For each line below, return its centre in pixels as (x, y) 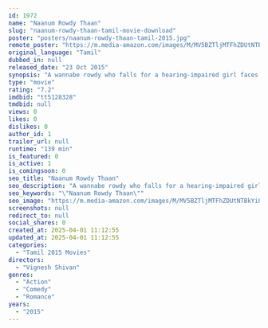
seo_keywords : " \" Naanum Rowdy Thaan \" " (77, 193)
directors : (26, 260)
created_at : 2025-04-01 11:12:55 (64, 230)
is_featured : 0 (33, 156)
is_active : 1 (30, 164)
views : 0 (23, 112)
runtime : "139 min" (41, 149)
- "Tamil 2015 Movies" (53, 252)
